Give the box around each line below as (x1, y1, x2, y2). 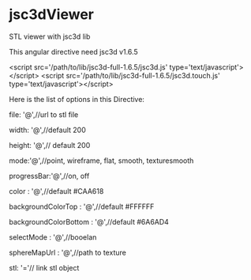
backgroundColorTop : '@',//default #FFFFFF (9, 202, 155, 211)
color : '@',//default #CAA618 (9, 186, 104, 195)
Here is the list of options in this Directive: (9, 94, 145, 104)
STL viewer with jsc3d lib (9, 32, 91, 41)
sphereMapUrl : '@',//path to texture (9, 248, 127, 257)
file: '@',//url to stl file (9, 109, 79, 119)
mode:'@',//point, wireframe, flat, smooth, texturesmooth (9, 156, 194, 165)
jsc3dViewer (9, 6, 94, 24)
